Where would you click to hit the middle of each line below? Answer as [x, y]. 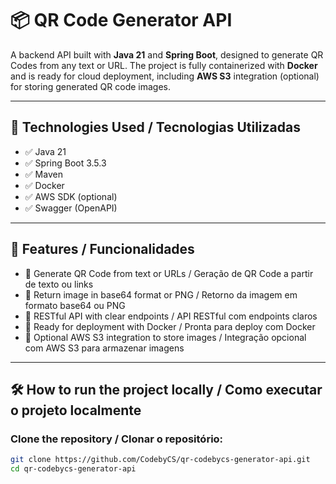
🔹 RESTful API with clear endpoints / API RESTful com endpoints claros [171, 316]
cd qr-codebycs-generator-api [73, 469]
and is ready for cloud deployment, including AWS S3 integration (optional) [165, 76]
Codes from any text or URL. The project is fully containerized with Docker [164, 65]
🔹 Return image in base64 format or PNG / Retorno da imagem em [161, 294]
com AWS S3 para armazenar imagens [104, 348]
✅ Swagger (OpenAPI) [71, 208]
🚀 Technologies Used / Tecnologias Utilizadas [155, 127]
